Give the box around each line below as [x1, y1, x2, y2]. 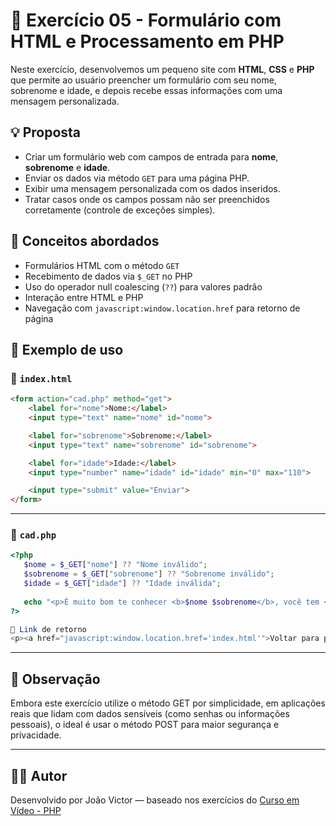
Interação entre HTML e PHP [24, 291, 144, 303]
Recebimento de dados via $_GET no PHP [24, 270, 193, 282]
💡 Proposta [10, 124, 82, 141]
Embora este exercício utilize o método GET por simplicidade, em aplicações [10, 697, 326, 709]
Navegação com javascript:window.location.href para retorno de [24, 302, 301, 314]
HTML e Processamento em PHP [10, 30, 285, 53]
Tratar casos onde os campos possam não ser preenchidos [24, 193, 270, 205]
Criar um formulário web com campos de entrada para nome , [24, 150, 279, 163]
